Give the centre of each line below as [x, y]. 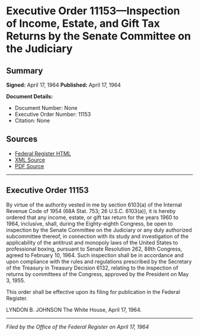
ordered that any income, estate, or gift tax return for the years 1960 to [92, 217]
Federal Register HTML [43, 153]
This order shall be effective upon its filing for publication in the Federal [93, 291]
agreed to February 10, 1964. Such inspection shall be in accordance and [95, 255]
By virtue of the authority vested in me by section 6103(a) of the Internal [94, 205]
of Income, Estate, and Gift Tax [83, 23]
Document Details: [30, 96]
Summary [25, 70]
